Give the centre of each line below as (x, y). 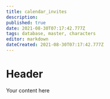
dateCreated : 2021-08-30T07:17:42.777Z (55, 45)
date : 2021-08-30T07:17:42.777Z (46, 28)
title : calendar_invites (36, 12)
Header (24, 74)
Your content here (28, 90)
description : (22, 17)
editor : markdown (27, 39)
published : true (26, 23)
